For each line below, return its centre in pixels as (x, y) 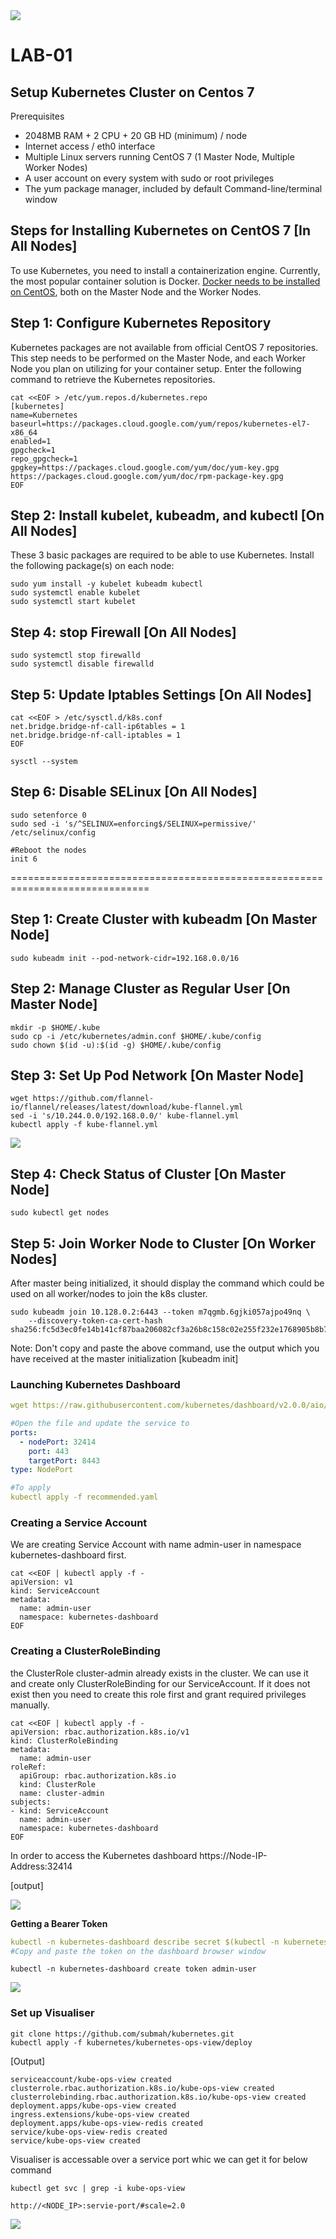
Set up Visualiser (52, 2013)
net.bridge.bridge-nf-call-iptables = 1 (96, 735)
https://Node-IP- (233, 1855)
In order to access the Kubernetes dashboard (104, 1855)
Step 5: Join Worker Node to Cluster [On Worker (163, 1243)
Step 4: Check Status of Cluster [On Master (148, 1174)
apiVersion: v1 (42, 1582)
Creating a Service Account (79, 1523)
